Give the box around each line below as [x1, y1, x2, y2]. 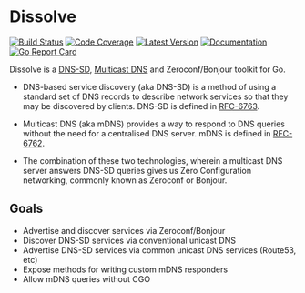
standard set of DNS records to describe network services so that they [22, 91, 289, 102]
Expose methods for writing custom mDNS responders [22, 264, 229, 275]
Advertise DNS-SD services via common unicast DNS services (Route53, [22, 244, 297, 256]
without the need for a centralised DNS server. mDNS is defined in [22, 127, 271, 138]
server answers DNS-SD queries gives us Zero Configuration [22, 165, 252, 176]
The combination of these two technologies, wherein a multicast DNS [22, 155, 283, 166]
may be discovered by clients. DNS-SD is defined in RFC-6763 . [22, 100, 260, 111]
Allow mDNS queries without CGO [22, 273, 151, 284]
